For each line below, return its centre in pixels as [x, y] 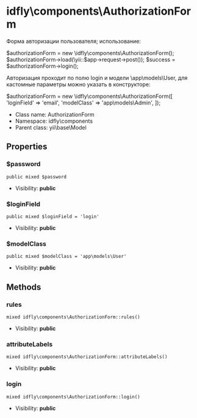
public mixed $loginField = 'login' [53, 216]
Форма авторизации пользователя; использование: [74, 41]
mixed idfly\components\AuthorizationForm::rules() [73, 317]
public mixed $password [37, 177]
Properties [27, 147]
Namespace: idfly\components [54, 121]
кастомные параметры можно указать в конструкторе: [78, 84]
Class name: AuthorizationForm [55, 114]
